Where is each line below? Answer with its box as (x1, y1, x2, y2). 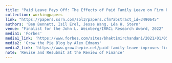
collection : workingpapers (5, 12, 63, 17)
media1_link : (5, 36, 33, 41)
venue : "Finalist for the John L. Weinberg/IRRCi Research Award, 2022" (5, 26, 164, 31)
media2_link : (5, 45, 33, 50)
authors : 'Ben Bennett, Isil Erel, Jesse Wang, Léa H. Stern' (5, 21, 141, 27)
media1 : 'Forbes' (5, 31, 42, 36)
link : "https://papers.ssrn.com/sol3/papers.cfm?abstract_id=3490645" (5, 17, 159, 22)
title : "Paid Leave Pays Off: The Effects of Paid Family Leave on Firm (5, 7, 164, 13)
